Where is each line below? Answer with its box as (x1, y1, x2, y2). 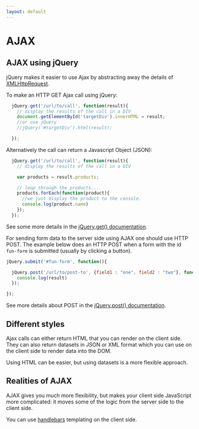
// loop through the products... (17, 185, 99, 190)
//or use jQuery (17, 119, 57, 125)
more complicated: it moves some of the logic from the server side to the (6, 398, 184, 405)
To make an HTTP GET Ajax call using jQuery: (6, 91, 118, 98)
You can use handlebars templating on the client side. (6, 416, 137, 423)
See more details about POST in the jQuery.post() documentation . (6, 302, 166, 309)
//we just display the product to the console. (21, 196, 142, 202)
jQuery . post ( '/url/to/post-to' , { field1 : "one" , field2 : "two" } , (11, 269, 182, 275)
